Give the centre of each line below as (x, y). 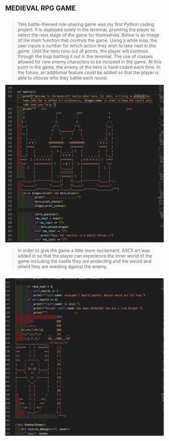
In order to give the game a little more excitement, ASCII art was (83, 250)
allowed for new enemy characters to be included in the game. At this (90, 61)
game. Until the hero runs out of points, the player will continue (83, 51)
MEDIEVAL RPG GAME (40, 8)
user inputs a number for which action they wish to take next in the (87, 45)
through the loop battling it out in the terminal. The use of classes (85, 56)
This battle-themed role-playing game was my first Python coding (86, 24)
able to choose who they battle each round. (63, 78)
